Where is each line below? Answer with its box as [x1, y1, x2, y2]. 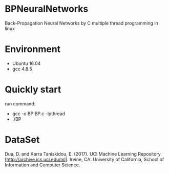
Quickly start [5, 84, 61, 95]
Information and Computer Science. [5, 162, 80, 168]
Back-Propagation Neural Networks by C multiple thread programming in [5, 20, 158, 26]
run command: [5, 100, 36, 106]
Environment [5, 44, 61, 55]
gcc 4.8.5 [12, 66, 33, 72]
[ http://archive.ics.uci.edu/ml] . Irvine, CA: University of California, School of [5, 156, 164, 162]
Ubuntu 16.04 [12, 60, 41, 67]
